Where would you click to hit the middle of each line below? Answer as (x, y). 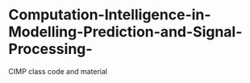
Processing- (50, 49)
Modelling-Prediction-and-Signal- (125, 32)
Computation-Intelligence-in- (110, 15)
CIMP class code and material (58, 71)
